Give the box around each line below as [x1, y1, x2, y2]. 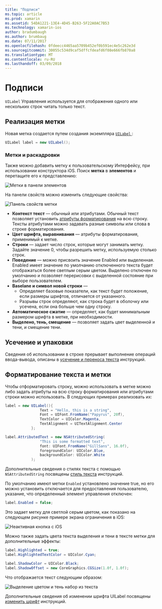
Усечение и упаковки [5, 339, 73, 347]
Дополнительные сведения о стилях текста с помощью [5, 466, 121, 472]
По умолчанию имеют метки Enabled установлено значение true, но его [5, 481, 154, 486]
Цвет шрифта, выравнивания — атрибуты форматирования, [12, 232, 139, 237]
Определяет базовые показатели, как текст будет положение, [19, 288, 149, 294]
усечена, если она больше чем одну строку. [19, 304, 112, 309]
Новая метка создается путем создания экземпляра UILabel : [5, 130, 133, 136]
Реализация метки [5, 118, 65, 126]
